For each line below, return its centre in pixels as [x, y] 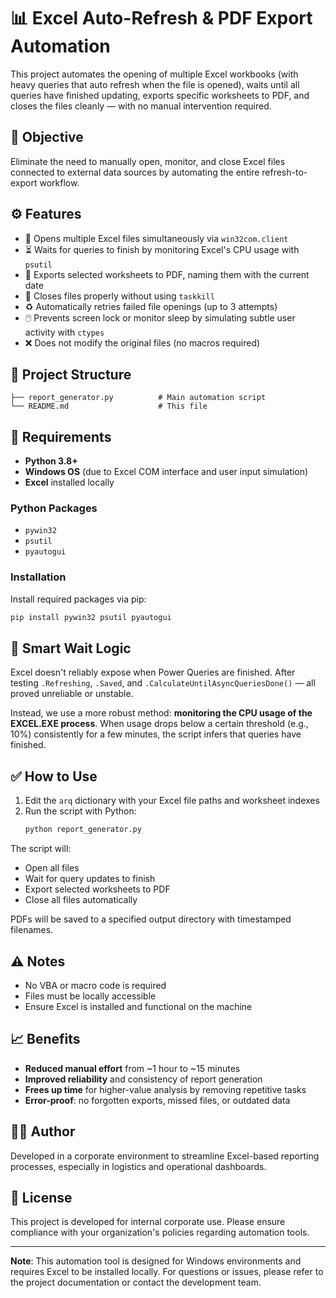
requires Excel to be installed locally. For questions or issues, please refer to [167, 1272]
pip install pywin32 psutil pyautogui [91, 617]
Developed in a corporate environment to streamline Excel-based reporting [165, 1156]
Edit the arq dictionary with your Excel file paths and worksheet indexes [172, 801]
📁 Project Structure [71, 374]
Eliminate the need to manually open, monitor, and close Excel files [148, 161]
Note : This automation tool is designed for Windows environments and [156, 1261]
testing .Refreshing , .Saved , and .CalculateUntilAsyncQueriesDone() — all [163, 683]
